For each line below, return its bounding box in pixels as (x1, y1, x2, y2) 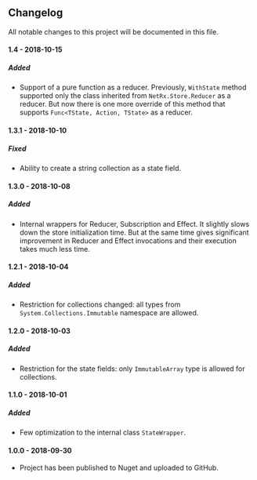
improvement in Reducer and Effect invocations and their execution (19, 235, 237, 245)
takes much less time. (19, 244, 90, 253)
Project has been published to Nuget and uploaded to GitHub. (19, 463, 219, 473)
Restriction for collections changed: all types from (19, 300, 181, 309)
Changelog (8, 6, 63, 20)
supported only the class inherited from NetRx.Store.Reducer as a (19, 91, 231, 100)
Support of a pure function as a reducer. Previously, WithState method (19, 82, 247, 93)
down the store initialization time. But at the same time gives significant (19, 227, 249, 237)
